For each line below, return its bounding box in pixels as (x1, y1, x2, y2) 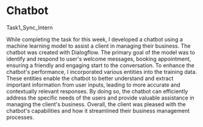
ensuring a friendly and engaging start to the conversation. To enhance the (6, 62, 195, 69)
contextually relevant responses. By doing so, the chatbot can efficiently (6, 87, 188, 95)
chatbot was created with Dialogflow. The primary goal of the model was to (6, 48, 195, 56)
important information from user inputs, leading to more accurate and (6, 81, 180, 89)
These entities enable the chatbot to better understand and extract (6, 74, 174, 82)
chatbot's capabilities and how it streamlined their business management (6, 107, 190, 114)
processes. (6, 114, 35, 121)
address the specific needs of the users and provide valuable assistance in (6, 94, 194, 101)
